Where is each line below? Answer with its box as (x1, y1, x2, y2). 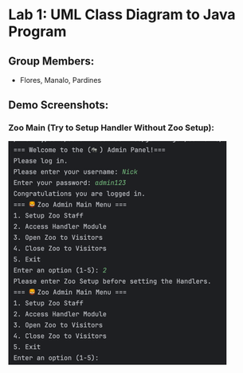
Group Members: (8, 54, 95, 68)
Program (8, 22, 67, 41)
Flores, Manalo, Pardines (19, 76, 102, 84)
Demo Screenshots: (8, 98, 109, 112)
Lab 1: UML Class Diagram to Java (8, 6, 236, 24)
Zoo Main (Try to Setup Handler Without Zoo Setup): (8, 122, 215, 133)
